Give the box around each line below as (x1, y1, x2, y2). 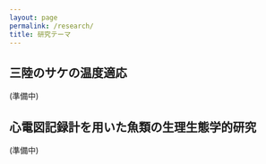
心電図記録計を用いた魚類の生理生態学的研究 (9, 119, 257, 134)
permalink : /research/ (9, 22, 94, 30)
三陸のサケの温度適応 (9, 65, 127, 81)
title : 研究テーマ (9, 30, 72, 39)
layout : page (9, 13, 58, 22)
